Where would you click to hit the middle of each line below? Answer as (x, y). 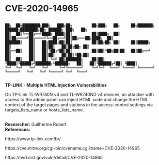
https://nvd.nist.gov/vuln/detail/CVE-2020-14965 (54, 157)
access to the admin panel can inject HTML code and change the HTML (77, 99)
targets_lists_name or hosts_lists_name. (45, 110)
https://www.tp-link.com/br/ (33, 138)
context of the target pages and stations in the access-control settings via (79, 105)
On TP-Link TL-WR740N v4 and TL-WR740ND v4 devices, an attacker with (79, 94)
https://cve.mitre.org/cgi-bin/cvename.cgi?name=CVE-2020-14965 (72, 148)
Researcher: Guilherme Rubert (36, 124)
